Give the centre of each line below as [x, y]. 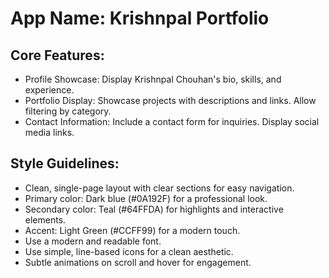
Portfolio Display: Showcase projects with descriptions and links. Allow [170, 100]
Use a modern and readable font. [93, 241]
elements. [45, 219]
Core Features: [57, 55]
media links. [49, 132]
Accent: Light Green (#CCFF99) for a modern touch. [132, 230]
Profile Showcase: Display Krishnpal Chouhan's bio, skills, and [153, 79]
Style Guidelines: [65, 163]
